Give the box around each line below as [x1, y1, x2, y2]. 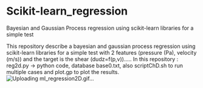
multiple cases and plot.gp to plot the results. [6, 68, 120, 75]
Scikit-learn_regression [6, 4, 128, 18]
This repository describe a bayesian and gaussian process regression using [6, 42, 196, 50]
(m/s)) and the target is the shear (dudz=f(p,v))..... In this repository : [6, 55, 179, 63]
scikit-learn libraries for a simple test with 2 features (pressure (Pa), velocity [6, 49, 197, 56]
